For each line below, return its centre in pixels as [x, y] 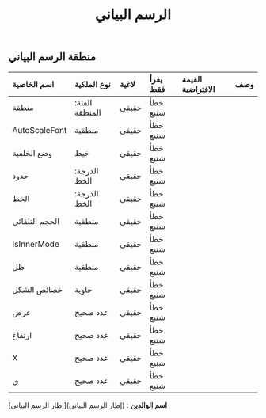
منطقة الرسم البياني [52, 57]
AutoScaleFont [40, 130]
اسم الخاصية [33, 84]
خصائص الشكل [38, 289]
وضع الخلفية [32, 153]
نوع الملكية [93, 84]
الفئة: [84, 102]
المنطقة [88, 112]
